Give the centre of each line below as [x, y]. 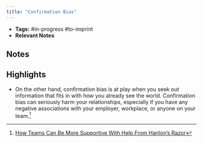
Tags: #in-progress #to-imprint [54, 29]
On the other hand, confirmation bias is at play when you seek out [97, 89]
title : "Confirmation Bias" [42, 12]
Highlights [26, 75]
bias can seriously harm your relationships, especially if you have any [101, 102]
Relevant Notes [35, 35]
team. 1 [23, 115]
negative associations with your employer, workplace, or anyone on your [105, 108]
